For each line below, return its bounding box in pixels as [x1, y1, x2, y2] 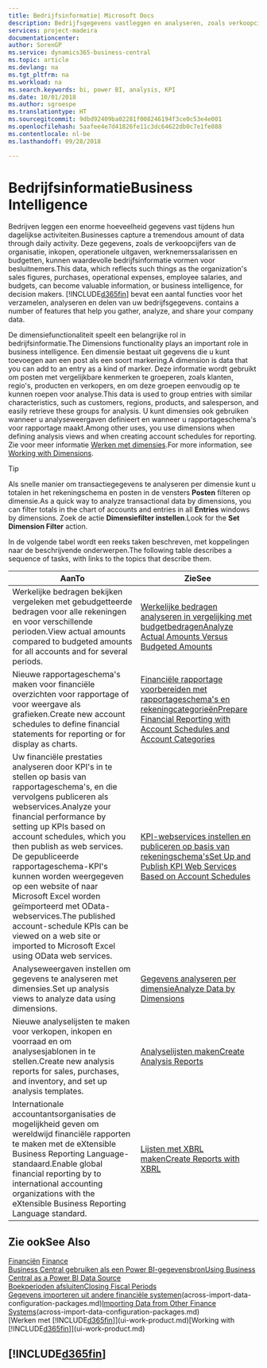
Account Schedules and [140, 723, 230, 735]
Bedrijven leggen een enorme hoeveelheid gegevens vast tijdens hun [8, 222, 235, 232]
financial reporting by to [12, 1168, 102, 1179]
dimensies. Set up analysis [12, 984, 110, 995]
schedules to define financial [12, 719, 121, 730]
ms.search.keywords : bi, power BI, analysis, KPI [8, 85, 176, 94]
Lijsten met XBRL [140, 1144, 204, 1155]
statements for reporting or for [12, 729, 126, 740]
